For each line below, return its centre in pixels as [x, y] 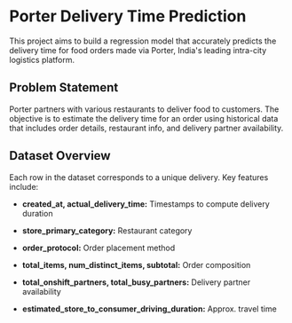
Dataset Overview [60, 156]
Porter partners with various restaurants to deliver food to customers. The [144, 109]
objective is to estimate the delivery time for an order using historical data [144, 118]
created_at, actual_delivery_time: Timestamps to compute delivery [146, 204]
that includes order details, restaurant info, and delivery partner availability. [146, 128]
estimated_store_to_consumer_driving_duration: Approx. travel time [149, 309]
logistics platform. [42, 59]
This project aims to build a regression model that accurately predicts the [143, 41]
